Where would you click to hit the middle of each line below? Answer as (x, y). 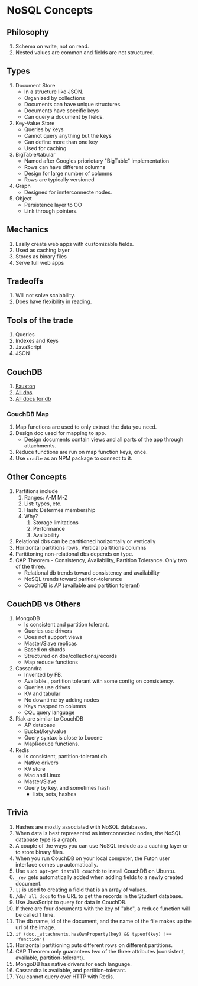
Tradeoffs (25, 281)
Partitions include (37, 491)
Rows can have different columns (65, 167)
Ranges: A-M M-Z (46, 498)
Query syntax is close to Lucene (63, 737)
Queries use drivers (48, 631)
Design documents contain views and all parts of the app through (104, 440)
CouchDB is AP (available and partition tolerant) (82, 585)
